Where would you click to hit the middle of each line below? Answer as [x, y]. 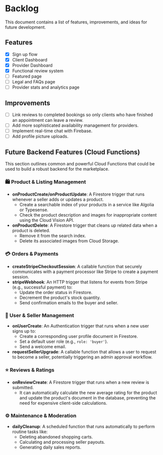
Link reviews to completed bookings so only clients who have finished [82, 115]
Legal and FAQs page [33, 82]
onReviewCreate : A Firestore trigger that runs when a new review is [81, 382]
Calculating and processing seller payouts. [62, 442]
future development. [26, 27]
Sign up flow [25, 54]
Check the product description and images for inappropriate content [88, 215]
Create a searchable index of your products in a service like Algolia [87, 205]
